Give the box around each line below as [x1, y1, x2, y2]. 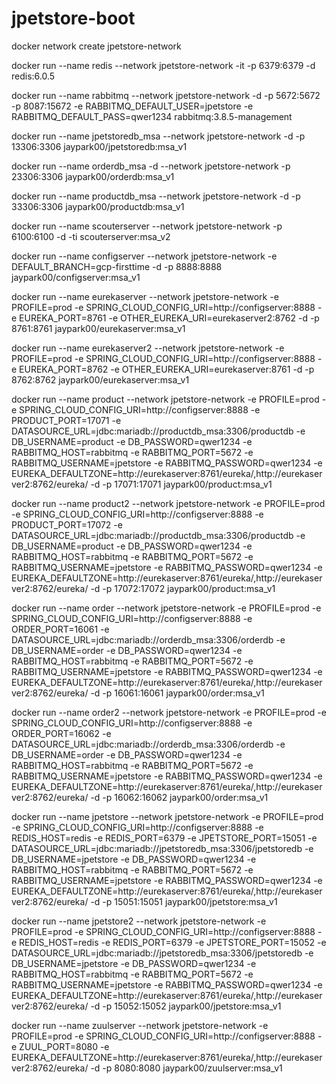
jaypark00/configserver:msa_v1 [11, 271, 141, 283]
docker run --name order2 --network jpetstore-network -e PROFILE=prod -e [11, 706, 327, 718]
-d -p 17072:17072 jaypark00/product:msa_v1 [90, 582, 276, 594]
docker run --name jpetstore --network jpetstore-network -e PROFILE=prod [11, 810, 324, 822]
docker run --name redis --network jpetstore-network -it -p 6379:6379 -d [11, 59, 316, 71]
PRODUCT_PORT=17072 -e [11, 518, 123, 531]
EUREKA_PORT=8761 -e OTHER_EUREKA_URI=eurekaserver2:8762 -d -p [19, 312, 320, 324]
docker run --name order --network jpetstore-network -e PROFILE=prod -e [11, 602, 322, 614]
